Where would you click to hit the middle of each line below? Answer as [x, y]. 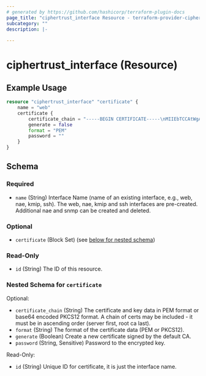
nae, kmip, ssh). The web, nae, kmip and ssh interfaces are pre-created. [106, 204]
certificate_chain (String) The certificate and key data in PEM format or [107, 310]
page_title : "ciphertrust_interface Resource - [68, 18]
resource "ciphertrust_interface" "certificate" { [72, 102]
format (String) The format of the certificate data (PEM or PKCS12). [100, 329]
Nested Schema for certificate [54, 285]
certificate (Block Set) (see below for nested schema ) [85, 239]
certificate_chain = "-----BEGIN [71, 119]
